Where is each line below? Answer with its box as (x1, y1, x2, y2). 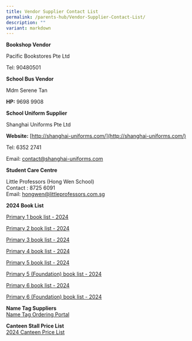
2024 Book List (6, 202, 44, 209)
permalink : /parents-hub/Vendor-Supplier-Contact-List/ (6, 14, 146, 20)
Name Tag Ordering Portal (6, 311, 69, 318)
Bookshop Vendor (6, 41, 51, 48)
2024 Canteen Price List (6, 329, 65, 336)
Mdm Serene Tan (6, 87, 48, 94)
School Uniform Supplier (6, 110, 68, 117)
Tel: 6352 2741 (6, 144, 42, 151)
